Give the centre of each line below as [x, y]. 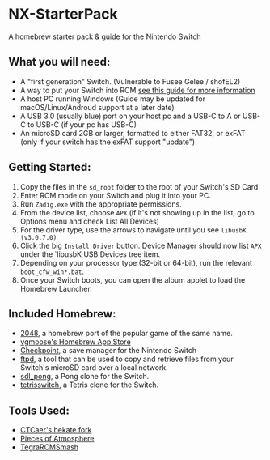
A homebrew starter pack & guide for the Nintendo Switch [105, 36]
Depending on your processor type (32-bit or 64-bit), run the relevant [136, 262]
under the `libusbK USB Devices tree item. [90, 254]
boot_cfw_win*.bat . [52, 271]
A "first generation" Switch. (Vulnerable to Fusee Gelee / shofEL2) [130, 81]
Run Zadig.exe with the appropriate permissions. [101, 204]
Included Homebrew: [62, 314]
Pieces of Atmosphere [57, 439]
